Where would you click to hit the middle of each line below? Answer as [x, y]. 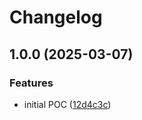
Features [31, 83]
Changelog [56, 17]
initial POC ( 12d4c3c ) [67, 104]
